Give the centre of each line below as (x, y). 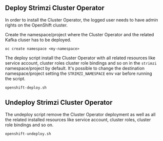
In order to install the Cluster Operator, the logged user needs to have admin (82, 20)
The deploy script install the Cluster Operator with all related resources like (80, 58)
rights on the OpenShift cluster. (36, 25)
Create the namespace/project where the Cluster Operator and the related (80, 34)
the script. (15, 78)
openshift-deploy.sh (26, 88)
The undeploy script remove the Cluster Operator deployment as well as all (80, 114)
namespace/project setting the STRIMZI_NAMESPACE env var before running (79, 73)
